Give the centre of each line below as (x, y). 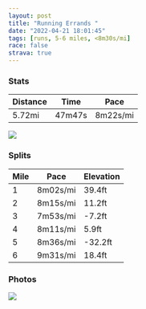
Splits (20, 156)
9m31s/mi (57, 255)
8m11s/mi (57, 229)
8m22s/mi (115, 116)
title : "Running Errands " (53, 23)
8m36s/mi (57, 242)
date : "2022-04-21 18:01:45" (57, 30)
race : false (28, 46)
